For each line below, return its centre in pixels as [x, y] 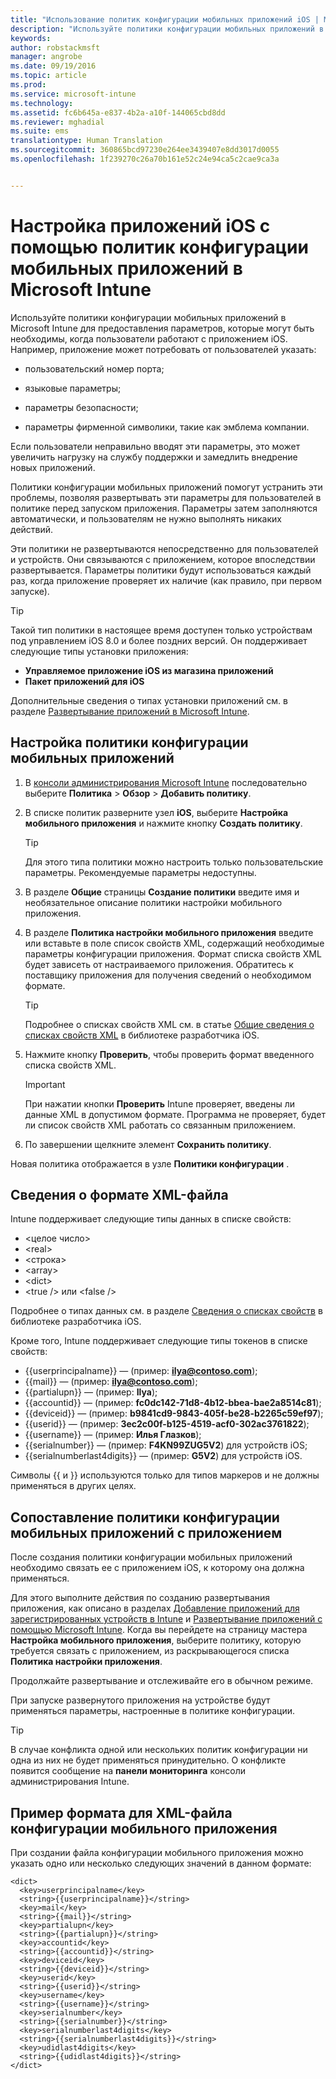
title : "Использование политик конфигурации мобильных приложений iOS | [165, 19]
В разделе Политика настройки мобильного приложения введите [169, 932]
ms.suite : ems [40, 131]
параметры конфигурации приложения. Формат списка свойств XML [173, 953]
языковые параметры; [73, 388]
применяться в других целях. [73, 1486]
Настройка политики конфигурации [129, 742]
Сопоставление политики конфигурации [145, 1517]
